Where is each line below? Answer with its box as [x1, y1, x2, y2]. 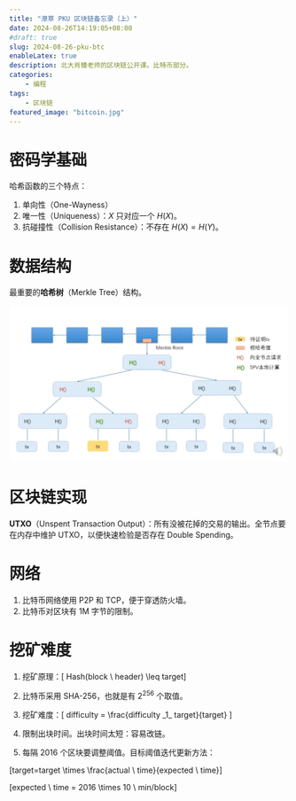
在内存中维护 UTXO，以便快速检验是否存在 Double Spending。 [9, 530, 238, 540]
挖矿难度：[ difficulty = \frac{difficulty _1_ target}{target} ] [21, 709, 233, 719]
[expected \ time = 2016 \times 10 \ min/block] [9, 782, 177, 792]
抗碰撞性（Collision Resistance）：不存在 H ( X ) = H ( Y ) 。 [21, 222, 223, 232]
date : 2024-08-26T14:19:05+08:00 [9, 23, 133, 33]
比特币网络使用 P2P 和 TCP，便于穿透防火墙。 [21, 595, 191, 606]
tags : [9, 89, 29, 97]
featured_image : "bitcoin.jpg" [9, 107, 125, 117]
